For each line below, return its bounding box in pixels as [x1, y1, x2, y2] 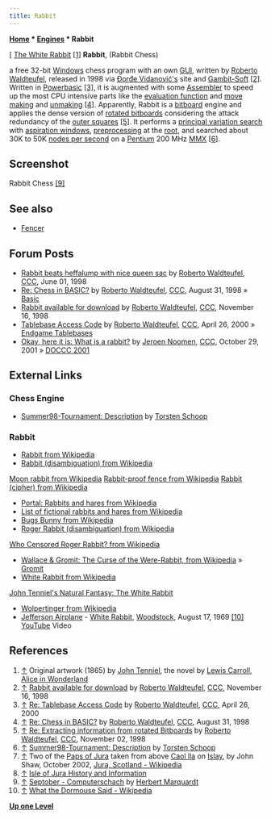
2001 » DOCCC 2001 [20, 345, 90, 355]
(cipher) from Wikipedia [9, 483, 88, 492]
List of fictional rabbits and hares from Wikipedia [20, 507, 183, 516]
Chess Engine [9, 393, 65, 404]
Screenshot [9, 157, 69, 171]
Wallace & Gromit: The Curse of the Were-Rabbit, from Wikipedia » [20, 555, 243, 565]
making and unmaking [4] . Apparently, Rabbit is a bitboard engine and [9, 99, 242, 109]
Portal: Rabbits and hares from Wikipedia [20, 498, 157, 508]
